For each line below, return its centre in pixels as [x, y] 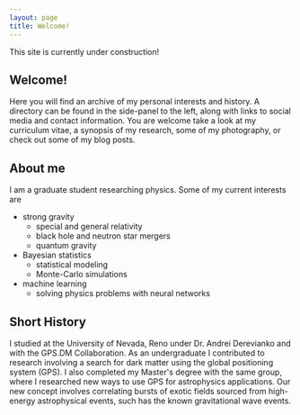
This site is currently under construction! [84, 51]
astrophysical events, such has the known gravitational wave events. [164, 401]
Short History [48, 322]
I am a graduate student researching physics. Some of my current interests [148, 190]
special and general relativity [89, 227]
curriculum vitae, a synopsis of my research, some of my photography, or [145, 131]
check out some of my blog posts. [72, 140]
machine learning [54, 284]
